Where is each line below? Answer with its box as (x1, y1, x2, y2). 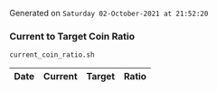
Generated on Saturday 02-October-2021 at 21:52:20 (9, 8, 209, 18)
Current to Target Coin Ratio (9, 30, 136, 42)
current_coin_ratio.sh (9, 50, 95, 59)
